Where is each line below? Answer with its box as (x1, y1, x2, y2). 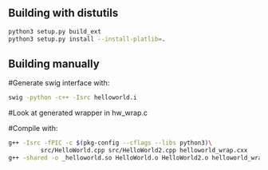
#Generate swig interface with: (8, 78, 110, 88)
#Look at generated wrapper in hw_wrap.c (8, 108, 148, 118)
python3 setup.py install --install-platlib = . (8, 35, 166, 43)
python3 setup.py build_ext (8, 27, 102, 35)
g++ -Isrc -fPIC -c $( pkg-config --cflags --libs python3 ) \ (8, 139, 213, 147)
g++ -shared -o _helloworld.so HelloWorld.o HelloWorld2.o (8, 154, 209, 162)
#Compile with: (8, 124, 58, 133)
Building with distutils (8, 6, 119, 20)
